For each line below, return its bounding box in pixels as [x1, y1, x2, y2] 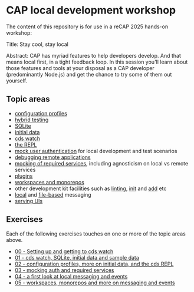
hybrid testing [14, 116, 49, 123]
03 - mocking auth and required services [14, 266, 114, 274]
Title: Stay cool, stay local [6, 41, 69, 48]
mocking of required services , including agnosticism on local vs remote [14, 160, 189, 167]
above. [6, 236, 23, 243]
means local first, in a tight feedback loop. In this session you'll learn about [6, 58, 188, 65]
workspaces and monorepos [14, 178, 84, 185]
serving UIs [14, 197, 43, 204]
